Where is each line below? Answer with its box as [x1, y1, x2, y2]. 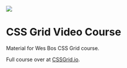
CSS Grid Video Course [6, 26, 122, 39]
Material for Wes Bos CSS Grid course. [6, 44, 99, 52]
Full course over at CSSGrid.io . [6, 56, 80, 63]
